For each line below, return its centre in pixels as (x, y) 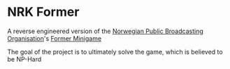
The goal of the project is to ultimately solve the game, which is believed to (115, 52)
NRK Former (43, 12)
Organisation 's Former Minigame (55, 38)
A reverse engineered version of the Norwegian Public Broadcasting (106, 31)
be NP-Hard (24, 59)
